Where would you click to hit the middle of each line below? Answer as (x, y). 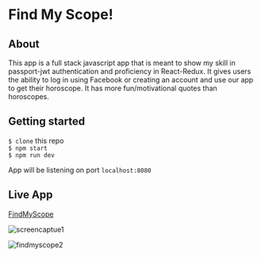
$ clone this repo (36, 140)
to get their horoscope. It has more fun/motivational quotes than (113, 88)
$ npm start (28, 148)
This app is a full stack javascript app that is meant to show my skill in (122, 63)
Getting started (47, 122)
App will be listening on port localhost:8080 (80, 170)
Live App (31, 195)
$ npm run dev (32, 155)
